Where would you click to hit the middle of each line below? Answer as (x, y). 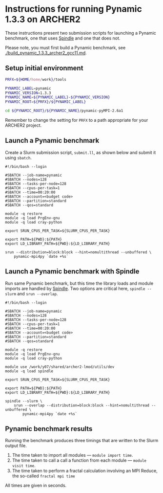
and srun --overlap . (37, 293)
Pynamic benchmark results (49, 429)
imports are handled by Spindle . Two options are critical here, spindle (75, 288)
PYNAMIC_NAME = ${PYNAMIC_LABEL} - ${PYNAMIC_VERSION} (58, 97)
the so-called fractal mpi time (43, 476)
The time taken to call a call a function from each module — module (79, 460)
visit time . (24, 466)
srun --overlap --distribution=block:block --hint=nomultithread (82, 405)
